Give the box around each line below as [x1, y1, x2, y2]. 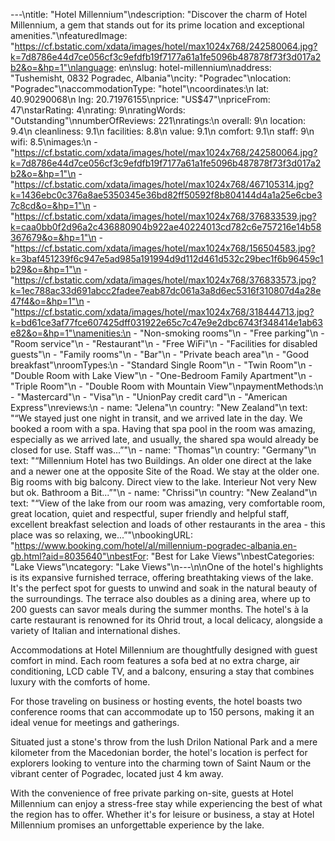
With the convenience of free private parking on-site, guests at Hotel [10, 787, 294, 799]
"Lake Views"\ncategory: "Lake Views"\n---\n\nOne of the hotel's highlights [10, 561, 324, 573]
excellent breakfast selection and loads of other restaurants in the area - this [10, 519, 326, 530]
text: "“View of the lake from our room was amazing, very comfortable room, [10, 497, 326, 509]
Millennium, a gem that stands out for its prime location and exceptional [10, 19, 305, 31]
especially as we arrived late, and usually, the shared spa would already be [10, 434, 319, 445]
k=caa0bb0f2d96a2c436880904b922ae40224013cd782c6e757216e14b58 [10, 221, 322, 233]
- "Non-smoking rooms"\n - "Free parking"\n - [133, 327, 325, 339]
